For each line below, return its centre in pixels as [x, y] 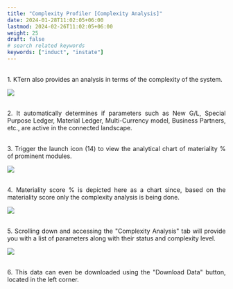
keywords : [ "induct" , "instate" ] [55, 53]
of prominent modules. [40, 156]
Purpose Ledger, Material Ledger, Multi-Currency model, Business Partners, [116, 120]
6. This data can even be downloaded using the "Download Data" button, [116, 272]
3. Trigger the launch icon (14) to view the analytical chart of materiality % [116, 148]
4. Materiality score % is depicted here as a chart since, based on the [116, 190]
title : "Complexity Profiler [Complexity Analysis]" [85, 14]
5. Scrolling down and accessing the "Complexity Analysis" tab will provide [116, 231]
